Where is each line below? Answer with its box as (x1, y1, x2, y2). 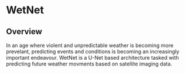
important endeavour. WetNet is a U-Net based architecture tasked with (6, 54, 180, 61)
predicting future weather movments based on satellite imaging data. (6, 60, 173, 67)
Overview (6, 27, 43, 36)
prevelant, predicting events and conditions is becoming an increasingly (6, 48, 180, 55)
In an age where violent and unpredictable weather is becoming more (6, 42, 174, 49)
